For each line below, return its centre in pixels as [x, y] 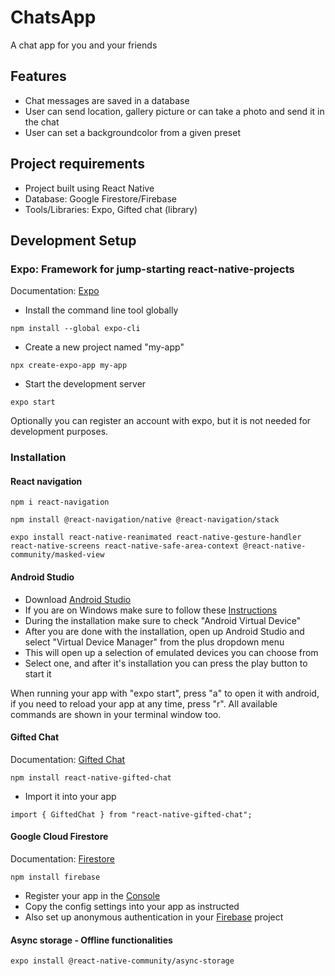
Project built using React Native [89, 188]
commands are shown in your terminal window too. [116, 714]
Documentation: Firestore [62, 858]
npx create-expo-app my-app [69, 366]
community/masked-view [57, 555]
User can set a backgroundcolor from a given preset [132, 132]
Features [38, 76]
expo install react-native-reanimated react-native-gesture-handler [156, 537]
